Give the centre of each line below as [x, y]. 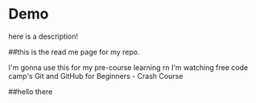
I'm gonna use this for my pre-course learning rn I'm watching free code [128, 67]
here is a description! [43, 36]
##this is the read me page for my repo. [74, 51]
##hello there [31, 91]
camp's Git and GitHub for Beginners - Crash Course [96, 76]
